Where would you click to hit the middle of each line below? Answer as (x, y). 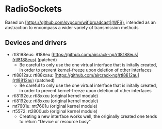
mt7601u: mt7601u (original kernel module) (55, 106)
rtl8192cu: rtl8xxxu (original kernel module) (55, 96)
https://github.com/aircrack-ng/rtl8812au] (98, 75)
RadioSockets (33, 9)
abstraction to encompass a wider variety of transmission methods (72, 27)
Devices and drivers (36, 43)
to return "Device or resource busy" (55, 121)
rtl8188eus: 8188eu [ (32, 54)
